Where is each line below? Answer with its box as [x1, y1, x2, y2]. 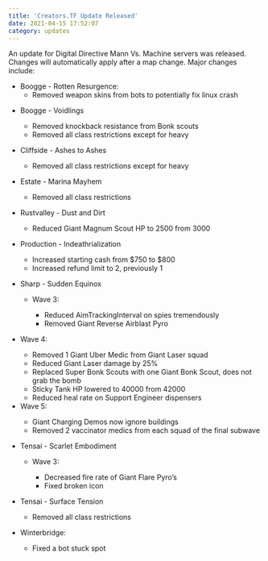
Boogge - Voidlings [19, 106, 85, 115]
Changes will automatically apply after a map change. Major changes [8, 57, 237, 67]
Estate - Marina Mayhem [19, 177, 102, 186]
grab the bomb [31, 376, 82, 385]
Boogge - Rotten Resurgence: [19, 81, 119, 91]
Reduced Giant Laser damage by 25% [31, 359, 159, 368]
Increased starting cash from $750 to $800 [31, 255, 175, 264]
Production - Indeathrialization [19, 239, 122, 249]
